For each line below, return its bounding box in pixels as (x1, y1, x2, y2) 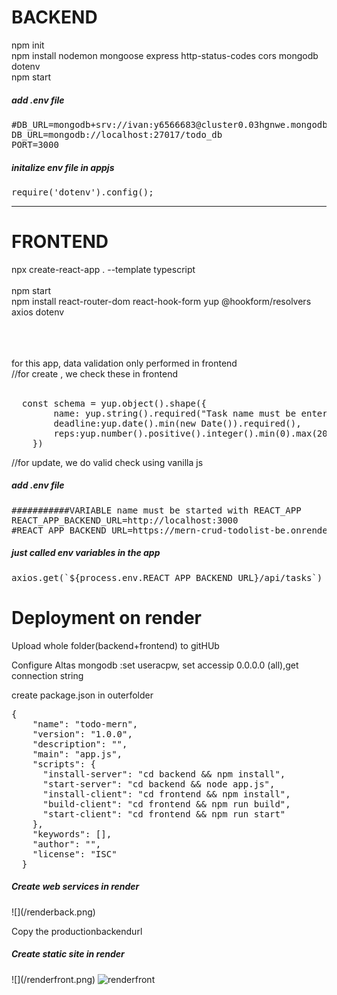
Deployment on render (11, 606, 203, 629)
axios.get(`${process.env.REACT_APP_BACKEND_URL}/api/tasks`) (11, 572, 323, 583)
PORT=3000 (11, 139, 59, 150)
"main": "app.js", (32, 748, 123, 760)
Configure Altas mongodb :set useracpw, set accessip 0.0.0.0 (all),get (11, 659, 299, 671)
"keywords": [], (32, 828, 113, 840)
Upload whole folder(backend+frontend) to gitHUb (11, 639, 220, 651)
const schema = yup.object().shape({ (21, 397, 207, 409)
